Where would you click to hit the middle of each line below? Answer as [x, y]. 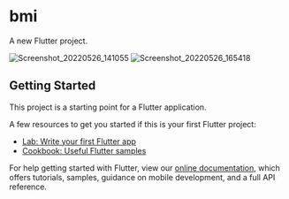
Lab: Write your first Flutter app [79, 141]
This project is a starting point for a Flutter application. [108, 107]
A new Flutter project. [49, 41]
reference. [28, 187]
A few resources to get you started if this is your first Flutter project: [133, 124]
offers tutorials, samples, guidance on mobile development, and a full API [142, 177]
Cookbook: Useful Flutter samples [84, 150]
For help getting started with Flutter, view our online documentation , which [145, 168]
